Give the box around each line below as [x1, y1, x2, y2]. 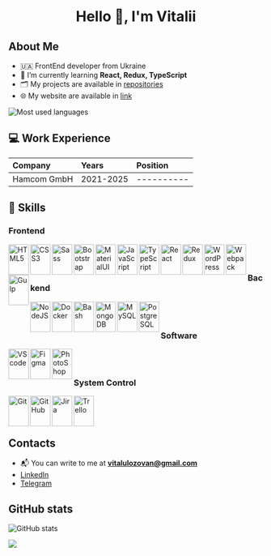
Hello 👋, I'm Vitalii [75, 7, 197, 26]
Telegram [19, 478, 53, 489]
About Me [8, 40, 59, 53]
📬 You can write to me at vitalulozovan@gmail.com [19, 458, 198, 468]
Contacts [8, 436, 57, 450]
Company [12, 160, 51, 171]
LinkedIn [19, 470, 49, 480]
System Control [74, 377, 137, 388]
